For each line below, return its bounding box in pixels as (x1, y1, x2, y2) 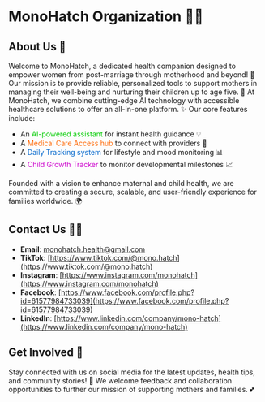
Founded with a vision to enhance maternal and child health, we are (8, 179, 234, 188)
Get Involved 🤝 (8, 345, 83, 360)
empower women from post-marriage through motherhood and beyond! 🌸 (8, 70, 255, 80)
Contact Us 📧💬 (8, 223, 83, 236)
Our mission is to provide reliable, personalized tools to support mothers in (8, 79, 258, 88)
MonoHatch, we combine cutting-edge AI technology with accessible (8, 96, 240, 105)
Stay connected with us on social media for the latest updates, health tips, (8, 367, 255, 377)
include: (8, 114, 36, 123)
